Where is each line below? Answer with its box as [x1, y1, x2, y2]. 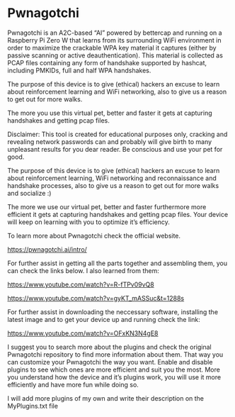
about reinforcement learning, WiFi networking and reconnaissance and [7, 174, 217, 182]
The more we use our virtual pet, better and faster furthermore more [7, 202, 207, 211]
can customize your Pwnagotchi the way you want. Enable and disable [7, 357, 213, 366]
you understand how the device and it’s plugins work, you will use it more [7, 372, 222, 381]
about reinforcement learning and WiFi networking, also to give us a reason [7, 87, 227, 96]
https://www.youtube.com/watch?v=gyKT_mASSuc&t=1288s [7, 294, 185, 302]
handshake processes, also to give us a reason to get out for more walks [7, 181, 219, 189]
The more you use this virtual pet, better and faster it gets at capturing [7, 109, 212, 117]
